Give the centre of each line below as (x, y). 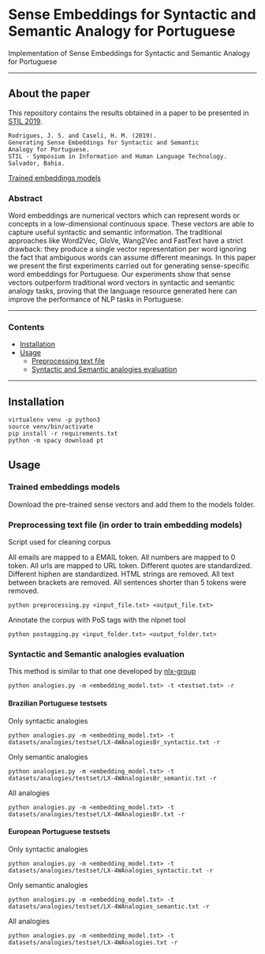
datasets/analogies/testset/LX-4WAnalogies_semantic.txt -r (109, 906)
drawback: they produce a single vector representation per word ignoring (127, 249)
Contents (26, 327)
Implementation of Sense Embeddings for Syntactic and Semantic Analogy (129, 53)
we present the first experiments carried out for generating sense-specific (129, 266)
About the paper (49, 94)
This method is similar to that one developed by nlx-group (102, 672)
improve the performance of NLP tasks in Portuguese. (96, 299)
